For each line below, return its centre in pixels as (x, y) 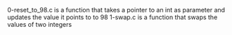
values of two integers (40, 24)
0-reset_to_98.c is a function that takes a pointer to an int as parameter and (116, 10)
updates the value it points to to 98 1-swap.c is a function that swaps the (112, 17)
